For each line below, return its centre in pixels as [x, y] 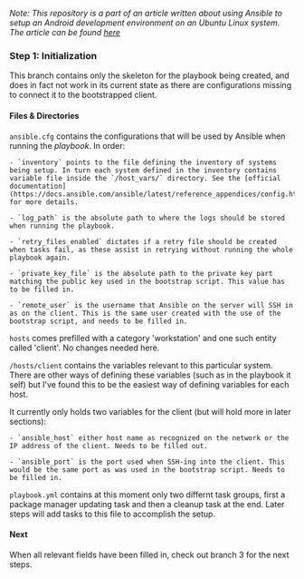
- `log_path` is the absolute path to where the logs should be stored [147, 218]
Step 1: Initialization [53, 55]
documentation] [38, 186]
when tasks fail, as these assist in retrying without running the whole [152, 250]
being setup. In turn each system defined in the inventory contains [143, 170]
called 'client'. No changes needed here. [85, 348]
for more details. [44, 202]
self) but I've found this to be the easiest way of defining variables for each [149, 384]
